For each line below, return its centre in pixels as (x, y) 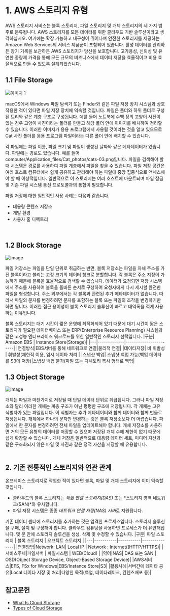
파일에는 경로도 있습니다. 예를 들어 (46, 153)
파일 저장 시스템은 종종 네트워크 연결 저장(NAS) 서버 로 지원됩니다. (78, 511)
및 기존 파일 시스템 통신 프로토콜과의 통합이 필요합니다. (59, 184)
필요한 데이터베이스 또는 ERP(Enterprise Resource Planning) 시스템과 (93, 330)
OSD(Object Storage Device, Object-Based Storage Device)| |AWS (75, 560)
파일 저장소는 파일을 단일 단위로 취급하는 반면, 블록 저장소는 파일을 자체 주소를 (82, 268)
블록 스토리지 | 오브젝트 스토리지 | (51, 541)
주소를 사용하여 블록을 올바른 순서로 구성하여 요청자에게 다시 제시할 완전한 (88, 287)
